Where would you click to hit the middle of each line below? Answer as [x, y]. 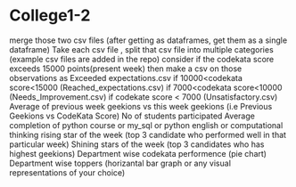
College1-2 [50, 16]
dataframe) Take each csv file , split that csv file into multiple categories [141, 49]
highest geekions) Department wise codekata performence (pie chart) [138, 153]
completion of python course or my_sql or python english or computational [146, 125]
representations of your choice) [67, 172]
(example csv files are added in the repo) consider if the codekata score [142, 59]
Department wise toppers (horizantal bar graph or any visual [120, 163]
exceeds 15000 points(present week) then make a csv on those [126, 69]
